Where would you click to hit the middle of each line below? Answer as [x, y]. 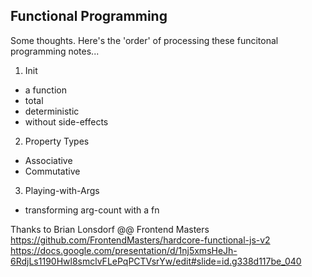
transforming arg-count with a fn [92, 210]
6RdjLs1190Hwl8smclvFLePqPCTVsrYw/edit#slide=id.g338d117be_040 [156, 261]
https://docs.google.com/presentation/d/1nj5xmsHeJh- [124, 250]
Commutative [52, 171]
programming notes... [55, 51]
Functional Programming [89, 16]
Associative [48, 160]
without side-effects [66, 121]
